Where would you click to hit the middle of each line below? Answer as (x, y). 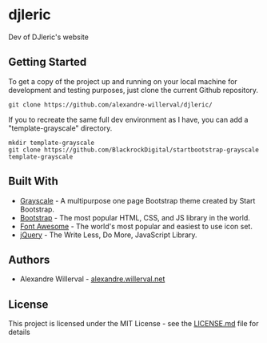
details (19, 332)
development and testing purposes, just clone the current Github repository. (133, 90)
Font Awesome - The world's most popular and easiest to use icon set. (136, 226)
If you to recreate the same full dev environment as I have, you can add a (128, 119)
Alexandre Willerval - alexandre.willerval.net (92, 279)
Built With (33, 182)
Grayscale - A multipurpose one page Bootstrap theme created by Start (137, 200)
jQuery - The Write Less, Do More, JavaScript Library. (108, 235)
